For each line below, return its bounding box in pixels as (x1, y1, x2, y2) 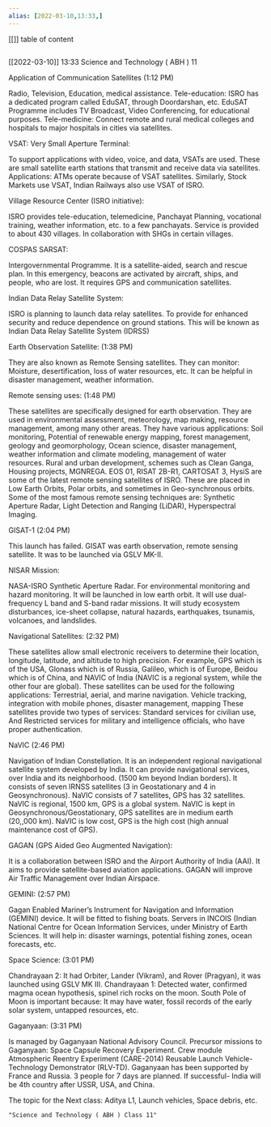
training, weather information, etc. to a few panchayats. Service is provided (8, 220, 259, 229)
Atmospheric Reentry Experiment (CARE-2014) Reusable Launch (8, 1053, 224, 1063)
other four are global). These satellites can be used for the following (8, 681, 235, 691)
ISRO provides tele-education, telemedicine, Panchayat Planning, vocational (8, 212, 262, 221)
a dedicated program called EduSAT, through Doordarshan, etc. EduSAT (8, 96, 248, 106)
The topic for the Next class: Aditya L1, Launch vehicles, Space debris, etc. (8, 1095, 257, 1105)
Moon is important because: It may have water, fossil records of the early (8, 996, 252, 1006)
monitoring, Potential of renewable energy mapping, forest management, (8, 431, 251, 442)
